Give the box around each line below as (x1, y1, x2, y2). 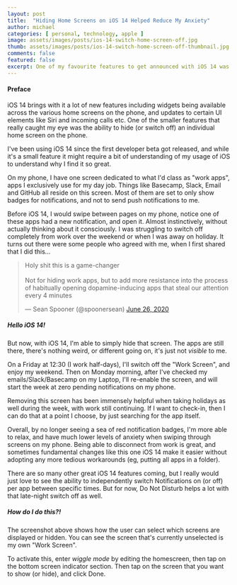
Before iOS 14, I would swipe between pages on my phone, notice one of (7, 210, 219, 218)
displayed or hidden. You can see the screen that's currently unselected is (7, 533, 224, 542)
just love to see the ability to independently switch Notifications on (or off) (7, 476, 224, 485)
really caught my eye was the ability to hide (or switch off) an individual (7, 123, 215, 132)
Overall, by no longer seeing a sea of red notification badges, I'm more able (7, 425, 228, 433)
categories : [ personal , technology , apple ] (7, 30, 144, 38)
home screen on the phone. (7, 130, 88, 139)
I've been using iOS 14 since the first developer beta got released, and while (7, 144, 229, 153)
